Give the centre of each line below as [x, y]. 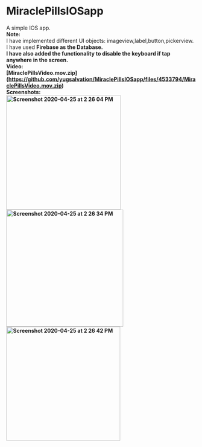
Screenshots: [24, 92]
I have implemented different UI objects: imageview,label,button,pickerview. [100, 40]
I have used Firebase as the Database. [55, 47]
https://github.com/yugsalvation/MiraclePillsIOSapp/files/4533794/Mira [102, 79]
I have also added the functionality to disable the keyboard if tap [88, 53]
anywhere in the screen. [37, 60]
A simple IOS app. [29, 28]
